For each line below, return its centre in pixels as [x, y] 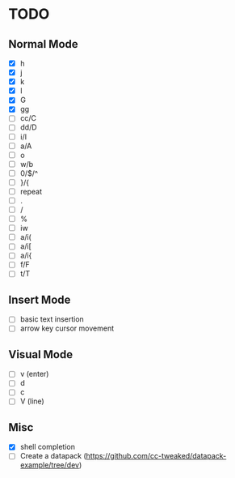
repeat [31, 191]
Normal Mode [43, 44]
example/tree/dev [49, 465]
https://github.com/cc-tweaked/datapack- [156, 456]
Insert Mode [40, 299]
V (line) [32, 401]
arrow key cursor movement [67, 328]
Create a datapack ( [53, 456]
